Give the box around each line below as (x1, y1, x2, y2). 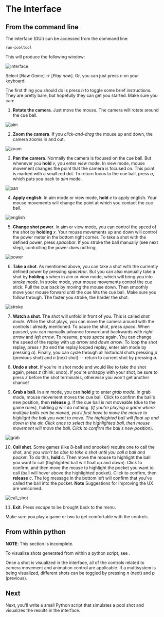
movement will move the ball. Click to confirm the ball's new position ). (12, 425, 154, 431)
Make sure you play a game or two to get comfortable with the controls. (5, 513, 149, 519)
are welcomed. (12, 485, 43, 491)
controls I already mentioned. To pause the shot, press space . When (12, 324, 150, 329)
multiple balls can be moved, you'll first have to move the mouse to (12, 410, 147, 416)
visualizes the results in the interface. (5, 607, 81, 613)
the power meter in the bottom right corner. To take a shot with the (12, 234, 146, 240)
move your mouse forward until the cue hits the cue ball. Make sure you (12, 289, 157, 295)
